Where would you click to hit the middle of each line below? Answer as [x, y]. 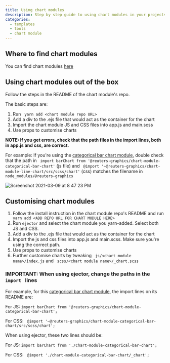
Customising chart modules [50, 201]
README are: [19, 297]
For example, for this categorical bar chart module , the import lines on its [81, 291]
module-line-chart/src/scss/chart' [43, 172]
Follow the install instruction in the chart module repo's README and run [88, 214]
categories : [18, 19]
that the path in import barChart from [46, 160]
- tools [18, 29]
